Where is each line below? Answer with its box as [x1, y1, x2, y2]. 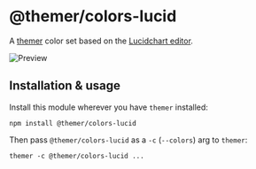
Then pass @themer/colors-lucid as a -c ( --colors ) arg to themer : [9, 134, 248, 145]
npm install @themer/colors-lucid [9, 119, 137, 127]
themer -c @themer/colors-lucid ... [9, 151, 144, 160]
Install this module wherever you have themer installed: [9, 102, 208, 112]
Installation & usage [9, 78, 121, 94]
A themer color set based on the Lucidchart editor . [9, 35, 193, 46]
